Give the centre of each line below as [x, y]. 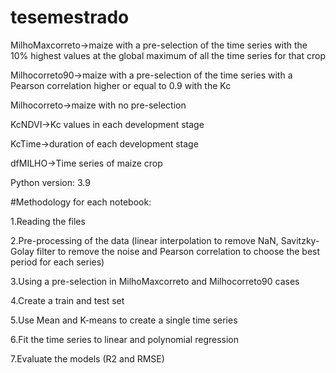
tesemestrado [70, 17]
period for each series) [57, 262]
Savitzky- [300, 240]
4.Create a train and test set [67, 300]
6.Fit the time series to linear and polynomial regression [125, 339]
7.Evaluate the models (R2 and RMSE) [87, 358]
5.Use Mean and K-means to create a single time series [124, 320]
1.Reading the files [48, 221]
